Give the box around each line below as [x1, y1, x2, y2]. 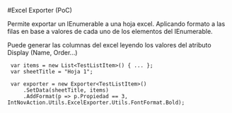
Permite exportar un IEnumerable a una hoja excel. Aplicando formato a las [7, 20, 226, 28]
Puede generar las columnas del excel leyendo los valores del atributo [7, 41, 211, 49]
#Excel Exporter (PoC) [7, 6, 73, 14]
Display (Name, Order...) [7, 49, 78, 56]
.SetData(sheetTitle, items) [23, 87, 110, 94]
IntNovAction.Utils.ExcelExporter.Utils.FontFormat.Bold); [7, 99, 185, 106]
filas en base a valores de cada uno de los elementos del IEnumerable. [7, 28, 214, 35]
